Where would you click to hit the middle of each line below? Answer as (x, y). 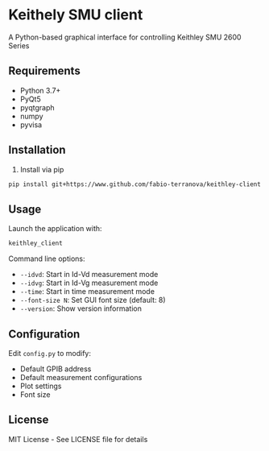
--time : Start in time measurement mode (87, 292)
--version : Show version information (81, 308)
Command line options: (47, 259)
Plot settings (41, 386)
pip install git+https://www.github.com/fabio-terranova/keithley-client (135, 184)
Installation (37, 150)
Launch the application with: (55, 229)
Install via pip (42, 169)
